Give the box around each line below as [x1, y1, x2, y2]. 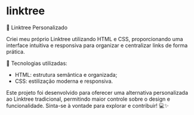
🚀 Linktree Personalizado [6, 24, 67, 31]
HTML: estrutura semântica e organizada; [14, 71, 118, 78]
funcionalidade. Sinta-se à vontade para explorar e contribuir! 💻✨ [6, 102, 169, 109]
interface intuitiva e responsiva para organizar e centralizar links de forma [6, 42, 188, 49]
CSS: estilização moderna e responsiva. [14, 77, 113, 85]
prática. [6, 48, 25, 55]
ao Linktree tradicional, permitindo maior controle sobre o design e [6, 95, 170, 102]
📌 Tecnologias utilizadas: [6, 60, 67, 67]
